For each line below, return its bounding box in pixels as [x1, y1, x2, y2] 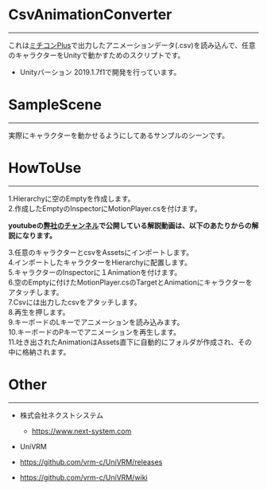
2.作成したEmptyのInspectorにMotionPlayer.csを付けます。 [8, 203, 202, 213]
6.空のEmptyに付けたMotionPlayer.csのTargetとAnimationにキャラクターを [8, 277, 253, 287]
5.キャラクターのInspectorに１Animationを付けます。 [8, 267, 182, 276]
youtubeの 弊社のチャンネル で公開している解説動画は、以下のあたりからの [8, 221, 252, 230]
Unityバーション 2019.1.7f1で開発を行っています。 [19, 67, 181, 76]
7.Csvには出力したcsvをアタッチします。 [8, 297, 141, 307]
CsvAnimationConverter [8, 6, 172, 24]
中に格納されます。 [8, 347, 71, 356]
